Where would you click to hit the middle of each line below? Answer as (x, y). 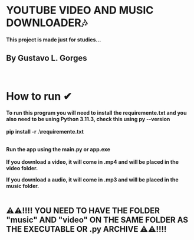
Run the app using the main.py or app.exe (58, 149)
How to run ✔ (39, 96)
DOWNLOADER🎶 (47, 23)
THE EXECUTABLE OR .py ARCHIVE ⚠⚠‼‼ (86, 229)
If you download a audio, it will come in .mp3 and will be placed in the (92, 179)
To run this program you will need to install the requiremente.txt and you (96, 112)
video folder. (22, 168)
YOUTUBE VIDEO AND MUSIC (80, 10)
